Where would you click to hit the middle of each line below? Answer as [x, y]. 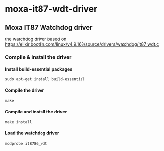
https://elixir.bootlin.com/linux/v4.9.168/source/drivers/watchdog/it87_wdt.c [82, 44]
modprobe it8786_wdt [26, 143]
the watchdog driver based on [36, 39]
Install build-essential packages [39, 69]
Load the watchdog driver [32, 133]
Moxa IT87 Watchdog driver [49, 27]
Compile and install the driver [36, 112]
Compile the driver [25, 90]
